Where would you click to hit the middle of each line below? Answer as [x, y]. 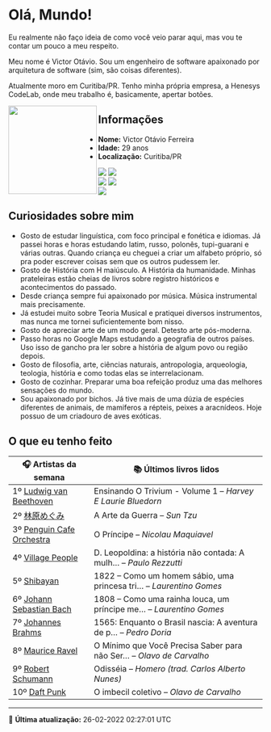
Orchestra [31, 540]
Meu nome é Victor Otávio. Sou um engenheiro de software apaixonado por [134, 61]
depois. [33, 355]
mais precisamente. [53, 304]
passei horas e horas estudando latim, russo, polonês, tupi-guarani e [134, 244]
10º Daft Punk [40, 692]
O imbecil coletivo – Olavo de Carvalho [168, 692]
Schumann [33, 679]
